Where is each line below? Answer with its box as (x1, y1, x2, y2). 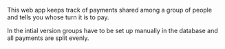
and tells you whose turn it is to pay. (7, 13, 109, 21)
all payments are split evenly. (7, 34, 89, 42)
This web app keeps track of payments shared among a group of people (7, 6, 212, 14)
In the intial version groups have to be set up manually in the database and (7, 27, 218, 35)
